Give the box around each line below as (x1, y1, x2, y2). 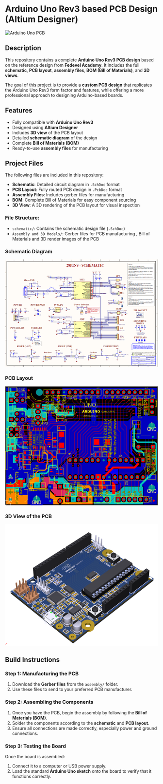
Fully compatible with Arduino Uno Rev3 (12, 119, 94, 125)
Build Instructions (5, 656, 60, 664)
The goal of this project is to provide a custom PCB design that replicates (5, 82, 152, 88)
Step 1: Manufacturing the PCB (5, 671, 79, 677)
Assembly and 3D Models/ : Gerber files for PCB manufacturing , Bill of (12, 230, 150, 237)
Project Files (5, 159, 44, 168)
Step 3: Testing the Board (5, 743, 66, 749)
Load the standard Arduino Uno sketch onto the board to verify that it (12, 768, 152, 774)
